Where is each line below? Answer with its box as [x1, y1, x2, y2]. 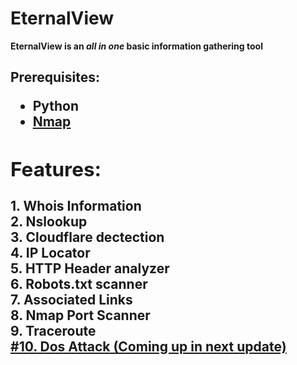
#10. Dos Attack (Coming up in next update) [10, 338, 287, 355]
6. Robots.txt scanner [10, 275, 148, 292]
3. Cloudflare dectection [10, 228, 165, 246]
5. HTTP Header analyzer [10, 260, 170, 277]
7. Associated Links [10, 291, 133, 308]
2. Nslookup [10, 213, 88, 230]
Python [32, 98, 80, 115]
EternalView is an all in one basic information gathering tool [10, 40, 263, 52]
